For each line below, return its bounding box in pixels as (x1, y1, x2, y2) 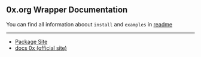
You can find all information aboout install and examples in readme (6, 20, 172, 28)
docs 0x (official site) (14, 44, 67, 52)
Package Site (14, 38, 48, 45)
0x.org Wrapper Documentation (6, 5, 128, 15)
